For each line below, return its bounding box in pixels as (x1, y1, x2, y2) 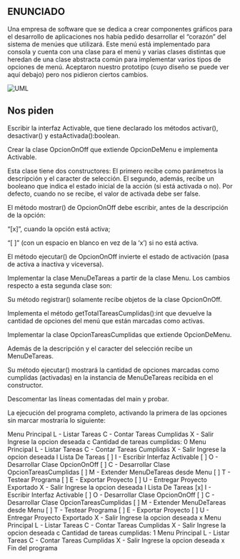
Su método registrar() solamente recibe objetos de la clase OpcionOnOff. (7, 295, 222, 303)
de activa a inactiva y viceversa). (7, 260, 104, 268)
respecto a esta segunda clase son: (7, 281, 112, 290)
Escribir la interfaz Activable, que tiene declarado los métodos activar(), (7, 124, 219, 132)
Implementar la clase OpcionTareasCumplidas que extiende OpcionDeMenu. (7, 330, 232, 338)
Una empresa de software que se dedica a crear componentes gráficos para (7, 24, 233, 33)
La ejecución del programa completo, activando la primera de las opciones (7, 408, 227, 417)
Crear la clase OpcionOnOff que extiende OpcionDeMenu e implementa (7, 145, 219, 153)
